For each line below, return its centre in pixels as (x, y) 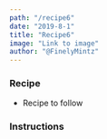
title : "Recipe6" (42, 35)
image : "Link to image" (54, 43)
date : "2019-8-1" (42, 26)
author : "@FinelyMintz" (54, 52)
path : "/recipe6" (42, 18)
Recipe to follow (53, 103)
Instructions (37, 126)
